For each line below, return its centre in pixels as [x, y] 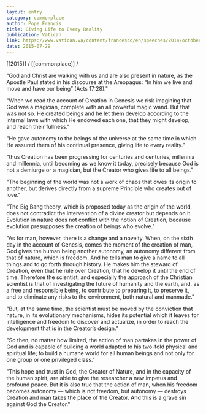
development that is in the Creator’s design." [62, 328]
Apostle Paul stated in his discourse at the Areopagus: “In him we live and [99, 82]
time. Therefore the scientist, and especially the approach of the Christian [100, 277]
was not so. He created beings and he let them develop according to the [97, 113]
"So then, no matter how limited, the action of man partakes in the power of [101, 340]
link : [13, 40]
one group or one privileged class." [51, 359]
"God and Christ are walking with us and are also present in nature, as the [100, 75]
